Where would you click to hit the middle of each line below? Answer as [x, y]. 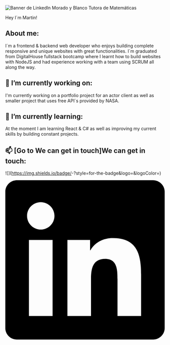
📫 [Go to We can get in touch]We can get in [75, 150]
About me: [22, 34]
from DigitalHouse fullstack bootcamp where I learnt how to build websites [83, 56]
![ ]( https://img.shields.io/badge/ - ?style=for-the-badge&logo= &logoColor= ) [83, 173]
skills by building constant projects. [42, 134]
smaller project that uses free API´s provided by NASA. [62, 101]
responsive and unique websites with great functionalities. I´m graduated [81, 51]
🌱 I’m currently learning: [44, 117]
